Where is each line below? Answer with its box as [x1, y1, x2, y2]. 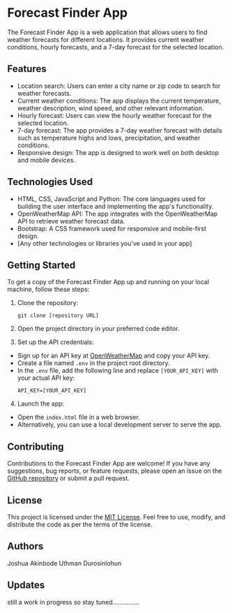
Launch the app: [17, 399, 65, 408]
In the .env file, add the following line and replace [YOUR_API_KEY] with [17, 367, 218, 375]
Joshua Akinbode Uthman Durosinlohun [7, 559, 122, 567]
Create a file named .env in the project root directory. [17, 359, 171, 367]
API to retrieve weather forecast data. [17, 216, 125, 225]
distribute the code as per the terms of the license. [7, 520, 153, 529]
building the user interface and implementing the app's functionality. [17, 202, 214, 210]
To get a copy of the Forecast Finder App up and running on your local [7, 278, 210, 286]
